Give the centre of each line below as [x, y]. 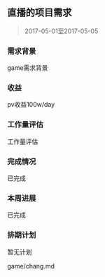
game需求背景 [28, 68]
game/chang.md [31, 266]
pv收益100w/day [31, 105]
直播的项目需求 [40, 13]
